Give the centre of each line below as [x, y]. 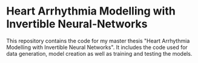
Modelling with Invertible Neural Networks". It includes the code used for [97, 47]
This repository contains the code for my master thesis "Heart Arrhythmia [98, 41]
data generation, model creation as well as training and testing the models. [99, 53]
